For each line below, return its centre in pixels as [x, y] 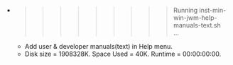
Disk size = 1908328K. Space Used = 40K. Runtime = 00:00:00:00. [123, 54]
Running [185, 10]
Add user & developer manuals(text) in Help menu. [98, 46]
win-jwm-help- [195, 18]
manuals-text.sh [197, 25]
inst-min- [212, 10]
